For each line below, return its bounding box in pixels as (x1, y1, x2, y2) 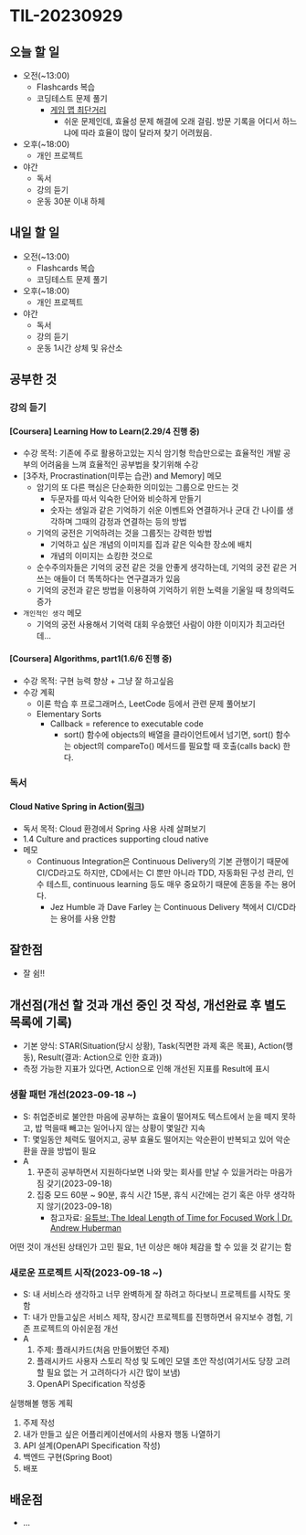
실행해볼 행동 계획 (9, 1397, 73, 1408)
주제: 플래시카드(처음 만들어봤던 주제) (36, 1344, 170, 1355)
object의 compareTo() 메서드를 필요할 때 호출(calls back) (73, 740, 281, 751)
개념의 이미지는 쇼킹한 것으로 (49, 550, 153, 562)
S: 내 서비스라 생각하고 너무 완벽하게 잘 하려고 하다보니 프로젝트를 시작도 (22, 1288, 281, 1299)
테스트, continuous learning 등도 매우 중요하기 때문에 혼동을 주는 (46, 878, 280, 889)
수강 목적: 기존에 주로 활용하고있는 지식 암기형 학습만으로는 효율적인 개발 (22, 448, 281, 459)
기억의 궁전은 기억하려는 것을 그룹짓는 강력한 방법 (36, 527, 213, 539)
